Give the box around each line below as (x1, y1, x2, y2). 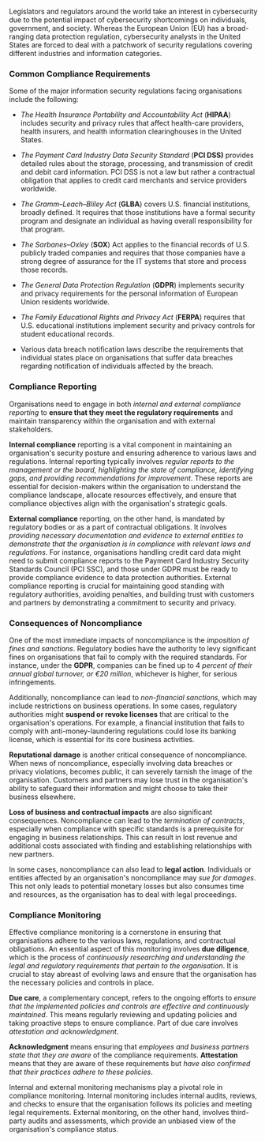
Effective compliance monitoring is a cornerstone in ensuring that (9, 928, 222, 937)
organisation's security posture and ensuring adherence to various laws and (9, 448, 257, 458)
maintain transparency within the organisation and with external (9, 416, 216, 425)
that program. (20, 224, 65, 234)
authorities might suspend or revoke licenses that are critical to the (9, 709, 230, 718)
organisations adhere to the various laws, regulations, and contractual (9, 936, 236, 945)
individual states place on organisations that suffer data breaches (20, 353, 233, 363)
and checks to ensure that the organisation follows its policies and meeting (9, 1099, 252, 1109)
